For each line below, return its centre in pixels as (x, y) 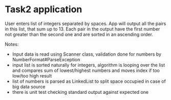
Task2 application (44, 9)
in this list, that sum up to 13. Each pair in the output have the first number (82, 29)
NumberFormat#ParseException (46, 59)
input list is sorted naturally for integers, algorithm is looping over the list (88, 65)
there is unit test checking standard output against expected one (80, 92)
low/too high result (32, 76)
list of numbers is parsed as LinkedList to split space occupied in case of (89, 81)
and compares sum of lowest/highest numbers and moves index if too (86, 70)
